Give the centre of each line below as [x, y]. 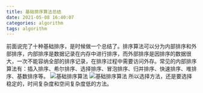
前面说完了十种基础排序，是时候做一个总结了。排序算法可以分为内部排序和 [99, 46]
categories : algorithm [35, 23]
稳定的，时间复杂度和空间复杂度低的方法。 [59, 84]
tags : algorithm [27, 28]
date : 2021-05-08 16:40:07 [40, 17]
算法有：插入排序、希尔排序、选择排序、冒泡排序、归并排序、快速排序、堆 [99, 69]
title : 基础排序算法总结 [34, 12]
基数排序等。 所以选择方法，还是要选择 [104, 76]
